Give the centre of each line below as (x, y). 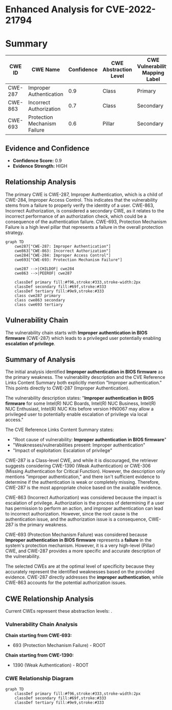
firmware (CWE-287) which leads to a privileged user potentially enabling (83, 338)
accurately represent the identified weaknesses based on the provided (80, 572)
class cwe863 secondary (40, 300)
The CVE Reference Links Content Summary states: (60, 430)
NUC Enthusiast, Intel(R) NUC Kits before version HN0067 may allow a (80, 409)
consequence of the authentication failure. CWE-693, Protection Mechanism (86, 222)
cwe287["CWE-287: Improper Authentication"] (63, 246)
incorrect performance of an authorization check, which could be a (76, 216)
